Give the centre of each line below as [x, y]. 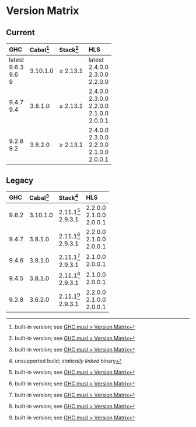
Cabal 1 [39, 49]
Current [20, 33]
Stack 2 [69, 49]
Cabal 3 [39, 197]
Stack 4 [69, 197]
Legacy [20, 180]
